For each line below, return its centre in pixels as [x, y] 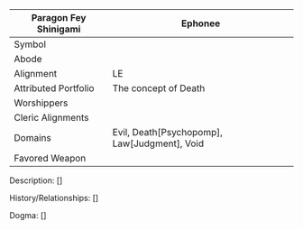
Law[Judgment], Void [158, 143]
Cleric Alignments [51, 118]
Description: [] [36, 180]
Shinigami [59, 29]
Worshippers [41, 103]
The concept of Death [159, 88]
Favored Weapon [50, 158]
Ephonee [201, 23]
